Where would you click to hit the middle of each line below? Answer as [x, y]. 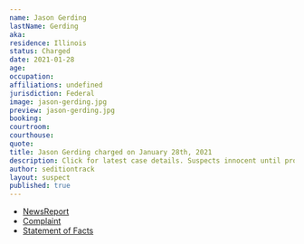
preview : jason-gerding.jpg [62, 110]
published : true [40, 186]
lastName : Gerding [44, 26]
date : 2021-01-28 [42, 60]
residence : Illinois [48, 43]
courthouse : [32, 136]
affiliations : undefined [56, 85]
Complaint [42, 221]
